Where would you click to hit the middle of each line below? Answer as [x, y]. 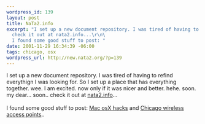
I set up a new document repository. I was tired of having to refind [90, 75]
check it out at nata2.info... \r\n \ [59, 35]
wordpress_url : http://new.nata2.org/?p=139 [64, 58]
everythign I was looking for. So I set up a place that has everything [91, 82]
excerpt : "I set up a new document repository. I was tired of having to [103, 29]
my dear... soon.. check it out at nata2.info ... [62, 95]
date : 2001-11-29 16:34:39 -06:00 [51, 47]
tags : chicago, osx [31, 52]
